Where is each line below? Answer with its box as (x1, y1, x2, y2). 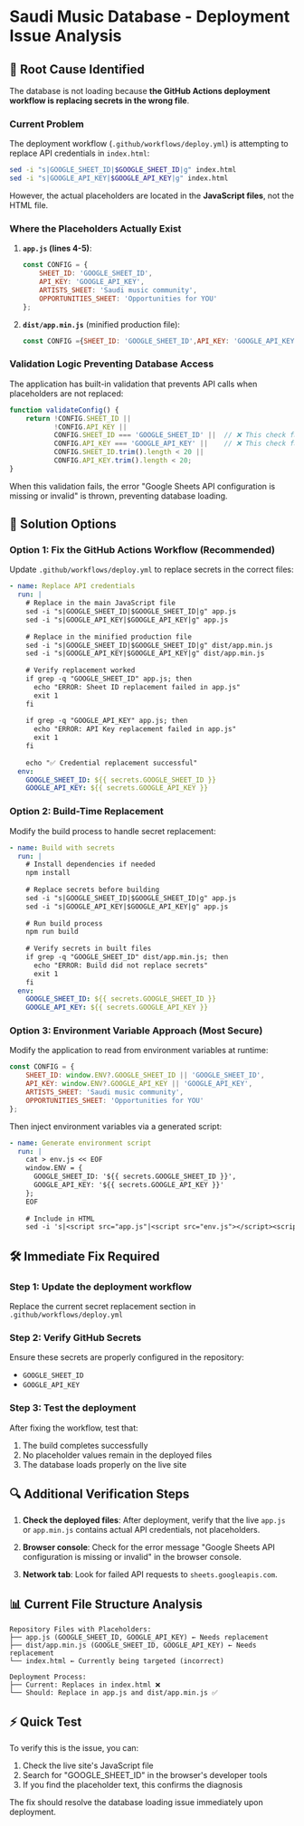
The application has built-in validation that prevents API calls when (9, 378, 258, 389)
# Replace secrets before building (25, 885, 160, 894)
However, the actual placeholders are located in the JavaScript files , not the (9, 190, 294, 201)
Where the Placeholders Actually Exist (9, 222, 182, 234)
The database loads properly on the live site (22, 1459, 187, 1469)
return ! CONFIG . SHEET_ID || (25, 414, 131, 423)
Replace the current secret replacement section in (9, 1300, 196, 1311)
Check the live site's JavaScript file (22, 1760, 154, 1771)
